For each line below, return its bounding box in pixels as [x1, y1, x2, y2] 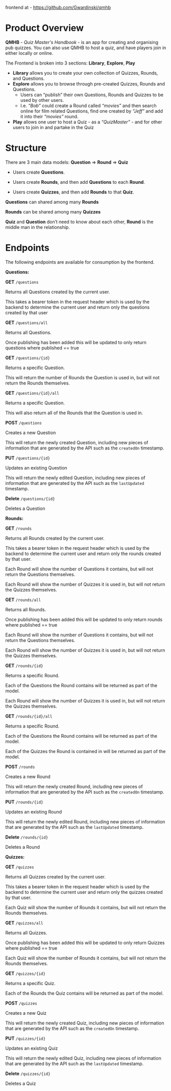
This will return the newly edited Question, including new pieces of [5, 475, 145, 481]
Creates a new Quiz [5, 1010, 47, 1016]
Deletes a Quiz [5, 1080, 36, 1086]
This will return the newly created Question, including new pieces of [5, 439, 149, 445]
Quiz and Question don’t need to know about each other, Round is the [5, 219, 154, 225]
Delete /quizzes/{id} [5, 1070, 51, 1077]
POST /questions [5, 419, 42, 425]
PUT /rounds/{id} [5, 799, 43, 805]
